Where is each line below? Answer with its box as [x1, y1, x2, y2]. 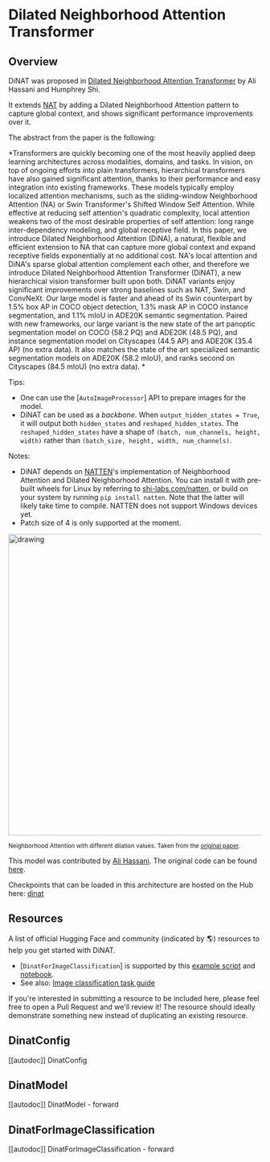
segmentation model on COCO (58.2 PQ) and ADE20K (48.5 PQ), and [8, 328, 238, 337]
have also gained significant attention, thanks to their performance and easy [8, 174, 261, 183]
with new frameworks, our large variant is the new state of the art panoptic [8, 319, 256, 329]
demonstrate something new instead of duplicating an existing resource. [8, 1010, 248, 1020]
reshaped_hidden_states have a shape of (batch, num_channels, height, [19, 428, 261, 436]
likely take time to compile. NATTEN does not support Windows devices [19, 501, 258, 510]
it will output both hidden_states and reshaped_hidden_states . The [19, 419, 239, 428]
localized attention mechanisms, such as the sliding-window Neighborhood [8, 191, 258, 200]
